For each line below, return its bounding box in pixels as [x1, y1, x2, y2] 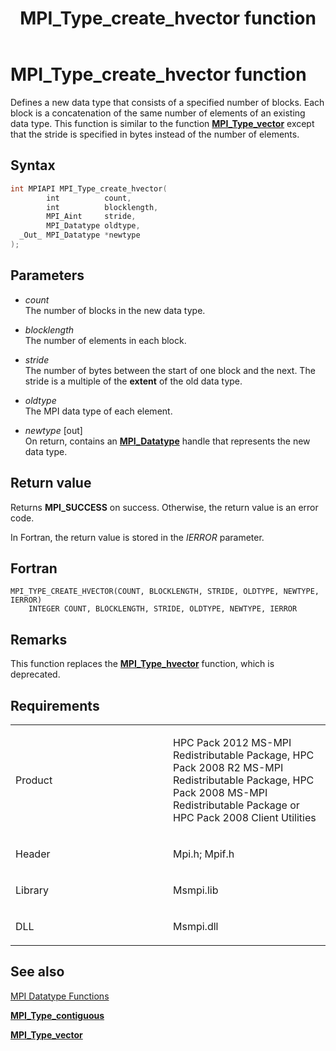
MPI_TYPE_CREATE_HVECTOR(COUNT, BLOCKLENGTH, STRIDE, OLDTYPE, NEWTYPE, [10, 587, 320, 597]
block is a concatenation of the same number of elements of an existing [10, 107, 306, 119]
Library [15, 883, 49, 897]
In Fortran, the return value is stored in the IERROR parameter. [10, 531, 265, 543]
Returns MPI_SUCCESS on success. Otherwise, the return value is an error [10, 501, 319, 513]
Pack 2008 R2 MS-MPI [173, 760, 284, 774]
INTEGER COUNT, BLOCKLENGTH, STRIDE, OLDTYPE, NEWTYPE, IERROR [28, 604, 298, 614]
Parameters [10, 267, 85, 284]
